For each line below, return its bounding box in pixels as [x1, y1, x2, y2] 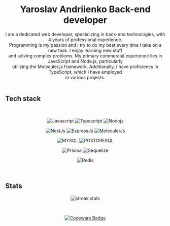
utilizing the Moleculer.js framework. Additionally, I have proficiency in [12, 63, 159, 70]
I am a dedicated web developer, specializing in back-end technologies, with [5, 31, 165, 37]
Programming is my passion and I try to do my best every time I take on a [9, 42, 162, 48]
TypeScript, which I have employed [48, 69, 122, 75]
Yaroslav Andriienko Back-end [20, 4, 151, 15]
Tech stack [5, 94, 41, 103]
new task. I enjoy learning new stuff [48, 47, 123, 53]
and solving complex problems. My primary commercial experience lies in [8, 52, 162, 59]
